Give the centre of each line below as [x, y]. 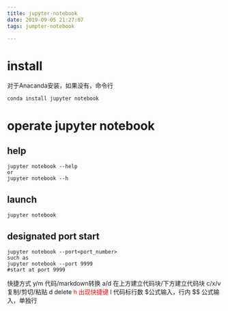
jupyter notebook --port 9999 [50, 264]
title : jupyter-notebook [42, 13]
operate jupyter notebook [81, 125]
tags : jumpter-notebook [41, 26]
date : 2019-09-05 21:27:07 [45, 20]
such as [18, 258]
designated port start [54, 236]
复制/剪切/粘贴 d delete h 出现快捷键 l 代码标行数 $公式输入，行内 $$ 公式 [110, 292]
